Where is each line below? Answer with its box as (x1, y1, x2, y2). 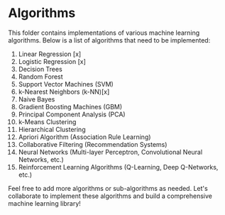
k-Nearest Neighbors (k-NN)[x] (18, 87, 110, 96)
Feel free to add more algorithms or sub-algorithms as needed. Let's (8, 184, 208, 192)
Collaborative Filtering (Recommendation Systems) (18, 140, 168, 148)
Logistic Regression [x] (18, 57, 86, 65)
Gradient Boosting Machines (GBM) (18, 102, 123, 111)
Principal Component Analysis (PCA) (18, 110, 126, 118)
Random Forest (18, 72, 63, 81)
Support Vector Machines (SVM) (18, 79, 114, 88)
